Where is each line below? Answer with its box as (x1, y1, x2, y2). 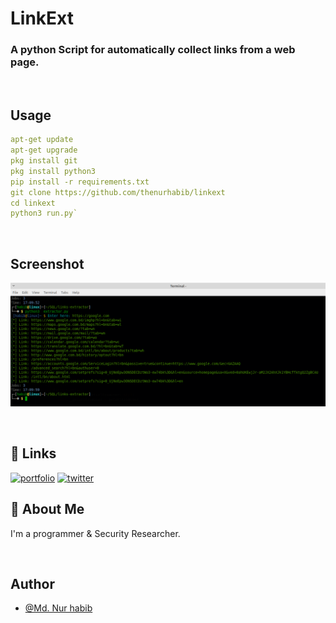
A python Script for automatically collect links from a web (10, 43, 296, 57)
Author (10, 575, 55, 592)
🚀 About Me (10, 501, 85, 518)
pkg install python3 (10, 166, 97, 176)
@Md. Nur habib (24, 602, 93, 614)
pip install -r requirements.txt (10, 177, 150, 187)
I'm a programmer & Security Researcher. (10, 527, 181, 539)
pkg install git (10, 156, 78, 166)
